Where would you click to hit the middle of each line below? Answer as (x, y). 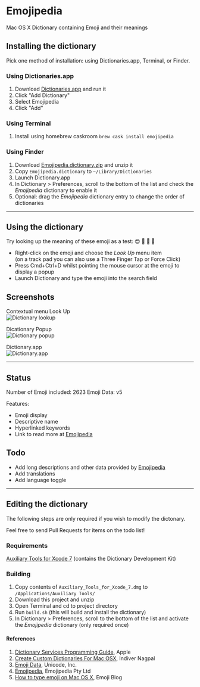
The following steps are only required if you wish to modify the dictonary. (96, 518)
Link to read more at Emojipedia (54, 434)
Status (19, 377)
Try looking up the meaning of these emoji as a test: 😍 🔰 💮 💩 (81, 241)
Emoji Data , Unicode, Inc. (46, 664)
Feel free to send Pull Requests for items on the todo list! (76, 530)
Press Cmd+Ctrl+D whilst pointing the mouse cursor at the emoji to (97, 266)
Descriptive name (36, 422)
